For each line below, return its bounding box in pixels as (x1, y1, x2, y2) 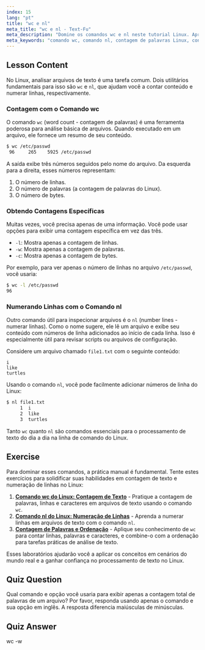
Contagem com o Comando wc (6, 105, 99, 113)
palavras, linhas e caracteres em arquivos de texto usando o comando (15, 499, 192, 507)
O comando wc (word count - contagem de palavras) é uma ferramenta (6, 119, 184, 126)
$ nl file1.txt (6, 399, 45, 406)
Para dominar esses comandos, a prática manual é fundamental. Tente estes (6, 468, 199, 475)
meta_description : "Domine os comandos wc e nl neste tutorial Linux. (6, 32, 190, 38)
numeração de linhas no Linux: (6, 481, 84, 488)
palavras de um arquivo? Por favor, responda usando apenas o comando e (6, 597, 193, 605)
